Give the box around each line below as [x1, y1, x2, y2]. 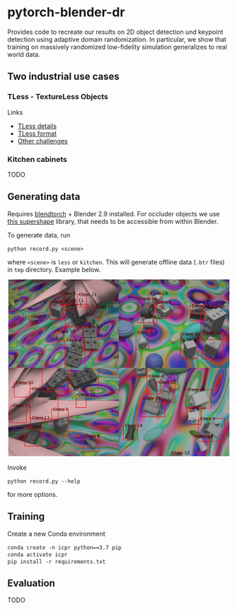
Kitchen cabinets [7, 154, 67, 164]
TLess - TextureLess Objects [7, 92, 108, 102]
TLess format [17, 129, 57, 138]
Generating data [7, 191, 81, 203]
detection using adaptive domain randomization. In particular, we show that [7, 35, 226, 43]
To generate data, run [7, 230, 71, 239]
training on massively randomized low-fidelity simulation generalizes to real [7, 42, 228, 51]
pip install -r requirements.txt [7, 558, 106, 565]
